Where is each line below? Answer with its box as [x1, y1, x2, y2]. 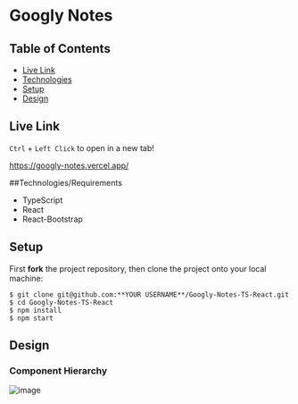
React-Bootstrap [21, 214, 83, 224]
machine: [9, 273, 44, 283]
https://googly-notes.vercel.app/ [9, 160, 129, 171]
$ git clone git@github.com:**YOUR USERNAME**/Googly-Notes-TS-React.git [9, 290, 290, 299]
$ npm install [9, 306, 62, 315]
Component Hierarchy [9, 364, 108, 376]
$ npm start [9, 314, 54, 323]
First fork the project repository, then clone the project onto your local [9, 263, 267, 274]
